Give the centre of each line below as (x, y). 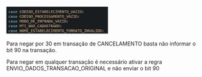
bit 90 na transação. (31, 50)
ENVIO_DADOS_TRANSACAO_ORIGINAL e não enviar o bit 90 (83, 68)
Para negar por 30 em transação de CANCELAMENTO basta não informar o (101, 44)
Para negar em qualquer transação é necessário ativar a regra (85, 62)
